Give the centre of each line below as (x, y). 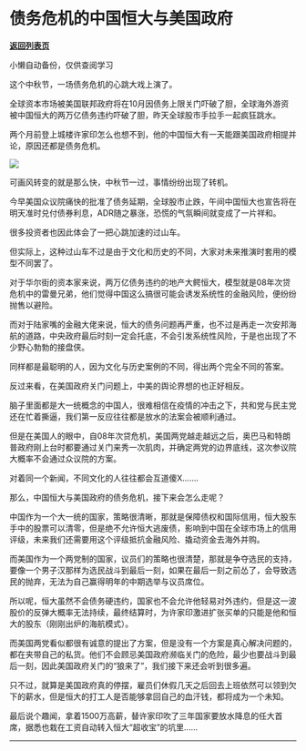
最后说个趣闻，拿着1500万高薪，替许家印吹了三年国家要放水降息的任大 (142, 715)
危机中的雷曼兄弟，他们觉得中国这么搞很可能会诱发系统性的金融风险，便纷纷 (153, 293)
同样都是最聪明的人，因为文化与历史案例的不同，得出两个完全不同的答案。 (149, 366)
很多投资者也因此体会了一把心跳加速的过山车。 (97, 232)
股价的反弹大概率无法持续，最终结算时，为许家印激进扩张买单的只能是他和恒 (153, 612)
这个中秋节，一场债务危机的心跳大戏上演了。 (93, 84)
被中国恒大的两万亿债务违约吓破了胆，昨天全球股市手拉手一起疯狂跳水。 (145, 115)
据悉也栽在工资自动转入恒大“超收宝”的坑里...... (112, 727)
